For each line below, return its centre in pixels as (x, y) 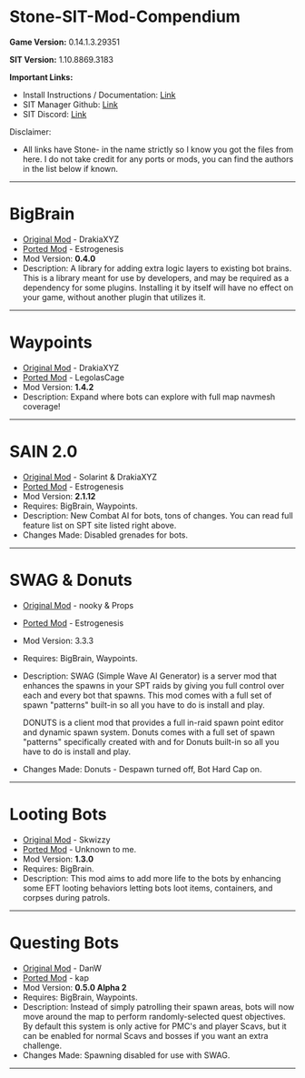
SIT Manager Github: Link (70, 104)
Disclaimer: (30, 131)
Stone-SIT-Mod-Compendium (125, 17)
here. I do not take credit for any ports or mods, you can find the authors (158, 159)
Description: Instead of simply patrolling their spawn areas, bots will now (158, 1006)
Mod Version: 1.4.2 (58, 387)
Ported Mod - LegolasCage (74, 377)
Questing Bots (64, 942)
